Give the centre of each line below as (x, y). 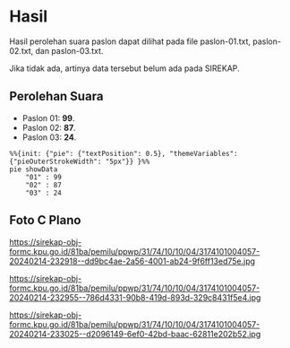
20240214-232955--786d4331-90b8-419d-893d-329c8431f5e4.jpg (135, 297)
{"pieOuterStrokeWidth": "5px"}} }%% (80, 161)
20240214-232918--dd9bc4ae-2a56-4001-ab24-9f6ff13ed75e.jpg (132, 261)
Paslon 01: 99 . (48, 117)
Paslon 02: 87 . (49, 127)
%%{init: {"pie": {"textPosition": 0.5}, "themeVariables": (124, 153)
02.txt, (21, 50)
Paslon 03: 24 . (49, 137)
